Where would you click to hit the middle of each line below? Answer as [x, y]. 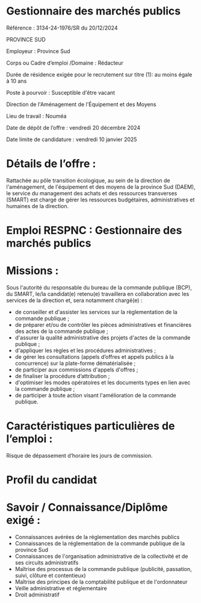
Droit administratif [37, 595]
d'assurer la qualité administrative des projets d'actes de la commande [103, 338]
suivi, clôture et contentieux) [50, 576]
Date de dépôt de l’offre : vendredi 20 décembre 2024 [73, 127]
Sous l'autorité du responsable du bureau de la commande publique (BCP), [99, 287]
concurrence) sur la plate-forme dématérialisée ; [75, 363]
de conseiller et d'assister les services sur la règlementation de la [96, 312]
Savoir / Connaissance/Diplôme [87, 507]
